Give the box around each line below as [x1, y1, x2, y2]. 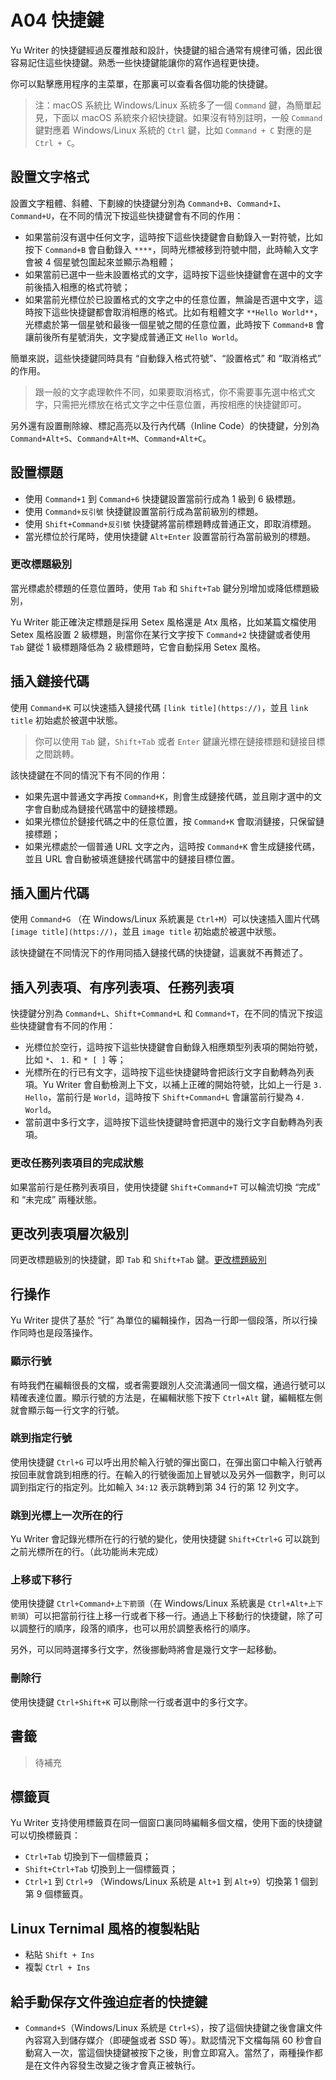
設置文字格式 [10, 169, 90, 186]
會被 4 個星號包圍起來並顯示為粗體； [24, 256, 177, 268]
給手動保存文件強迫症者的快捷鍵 [10, 1993, 208, 2010]
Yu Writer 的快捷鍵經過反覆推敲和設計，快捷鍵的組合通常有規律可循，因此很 [10, 44, 323, 56]
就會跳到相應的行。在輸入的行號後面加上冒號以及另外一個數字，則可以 [36, 1468, 326, 1480]
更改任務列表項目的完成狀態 [10, 1156, 144, 1170]
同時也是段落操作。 [18, 1327, 98, 1339]
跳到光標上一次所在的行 [10, 1508, 123, 1522]
